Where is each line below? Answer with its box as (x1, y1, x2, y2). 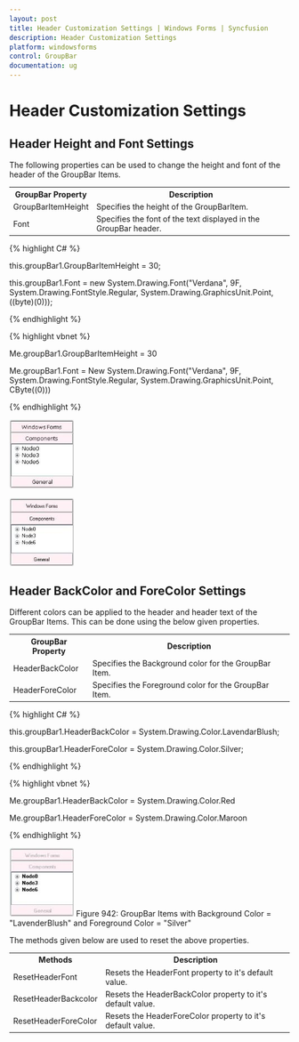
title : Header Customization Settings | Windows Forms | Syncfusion (9, 23, 269, 33)
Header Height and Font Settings (9, 136, 194, 151)
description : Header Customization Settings (9, 33, 177, 42)
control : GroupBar (9, 52, 77, 61)
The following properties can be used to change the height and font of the (9, 160, 281, 170)
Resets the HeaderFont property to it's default (105, 966, 273, 978)
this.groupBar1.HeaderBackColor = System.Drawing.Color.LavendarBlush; (9, 726, 280, 737)
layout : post (9, 14, 58, 23)
